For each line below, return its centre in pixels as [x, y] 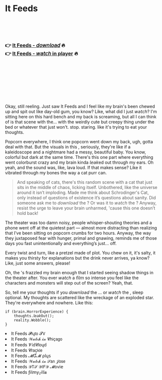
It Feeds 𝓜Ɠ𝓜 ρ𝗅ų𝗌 [31, 356]
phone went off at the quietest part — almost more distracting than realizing [81, 228]
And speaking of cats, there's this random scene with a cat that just [84, 182]
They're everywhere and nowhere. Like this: [49, 303]
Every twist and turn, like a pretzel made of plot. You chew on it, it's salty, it [80, 253]
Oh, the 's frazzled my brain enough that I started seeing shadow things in [79, 273]
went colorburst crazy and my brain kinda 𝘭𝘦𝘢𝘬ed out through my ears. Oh [80, 162]
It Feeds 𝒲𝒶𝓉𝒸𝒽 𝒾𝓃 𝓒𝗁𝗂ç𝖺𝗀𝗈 [37, 339]
